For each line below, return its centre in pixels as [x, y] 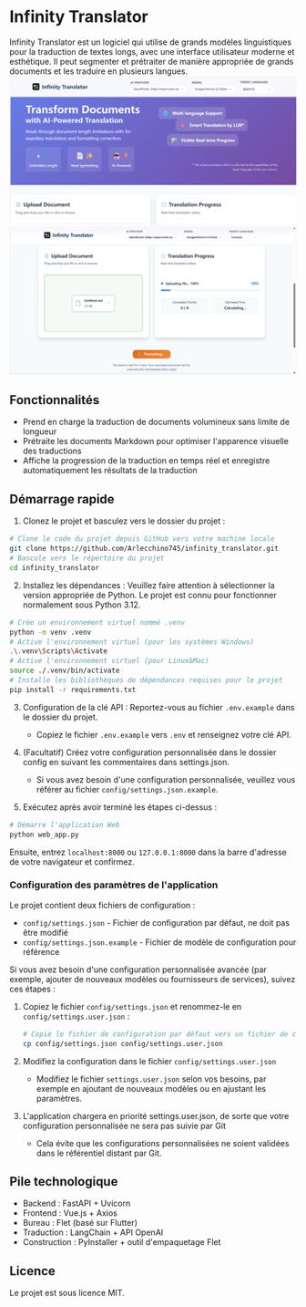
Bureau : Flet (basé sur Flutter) [80, 1223]
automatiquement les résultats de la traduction [110, 471]
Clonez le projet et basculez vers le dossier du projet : [124, 521]
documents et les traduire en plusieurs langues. [99, 71]
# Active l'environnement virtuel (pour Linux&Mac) [109, 661]
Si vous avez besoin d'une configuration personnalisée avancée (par [138, 970]
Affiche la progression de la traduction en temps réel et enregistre [146, 461]
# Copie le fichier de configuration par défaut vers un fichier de [155, 1034]
